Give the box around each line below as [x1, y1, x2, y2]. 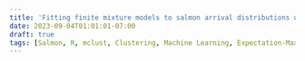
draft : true [9, 30, 54, 39]
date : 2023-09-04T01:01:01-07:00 [9, 22, 136, 30]
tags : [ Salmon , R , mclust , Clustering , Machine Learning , [9, 38, 233, 48]
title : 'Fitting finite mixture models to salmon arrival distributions [9, 13, 290, 22]
